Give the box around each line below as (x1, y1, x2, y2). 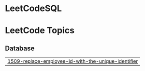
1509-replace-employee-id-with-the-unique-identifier (7, 58, 138, 65)
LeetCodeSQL (5, 3, 62, 14)
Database (5, 44, 35, 52)
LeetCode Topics (5, 25, 75, 36)
